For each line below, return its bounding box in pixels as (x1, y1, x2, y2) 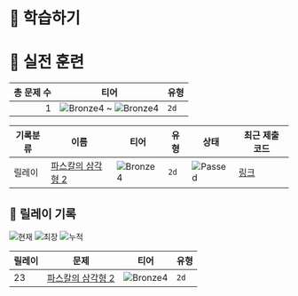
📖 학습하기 (9, 8, 82, 28)
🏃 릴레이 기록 (9, 206, 77, 221)
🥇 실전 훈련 (9, 52, 84, 72)
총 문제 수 (13, 86, 51, 99)
